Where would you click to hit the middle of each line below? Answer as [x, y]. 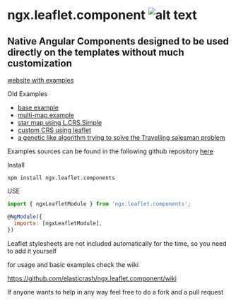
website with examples [41, 80]
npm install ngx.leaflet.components [61, 178]
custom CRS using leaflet [54, 130]
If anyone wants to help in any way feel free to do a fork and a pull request [116, 292]
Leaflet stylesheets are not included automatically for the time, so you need [117, 243]
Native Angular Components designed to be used [118, 41]
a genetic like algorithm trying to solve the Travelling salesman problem [121, 137]
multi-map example [46, 115]
